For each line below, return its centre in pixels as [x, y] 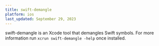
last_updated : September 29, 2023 [41, 19]
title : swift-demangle [28, 10]
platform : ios [20, 14]
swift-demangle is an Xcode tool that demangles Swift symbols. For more [79, 33]
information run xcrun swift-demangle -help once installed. [65, 38]
